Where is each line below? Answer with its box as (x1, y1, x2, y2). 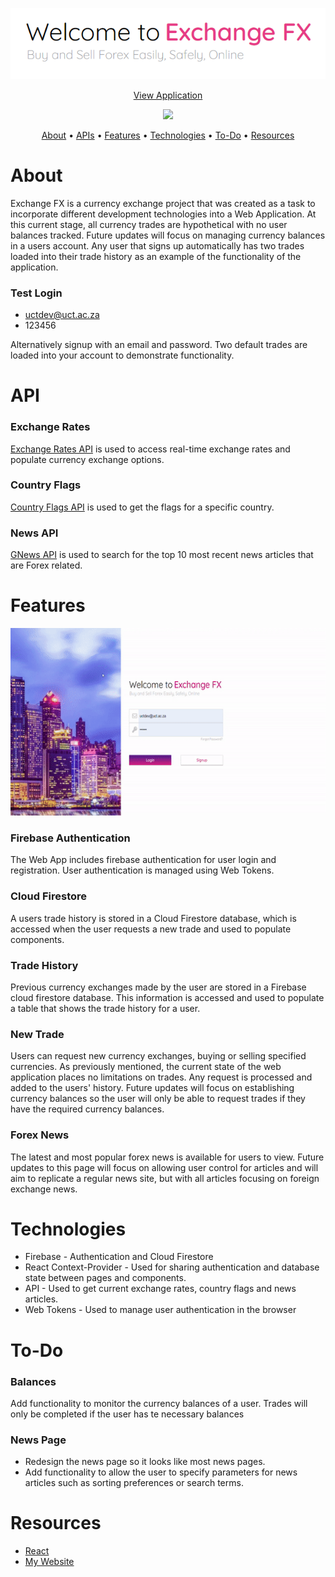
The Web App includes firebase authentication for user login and (10, 854, 277, 866)
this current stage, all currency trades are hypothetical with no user (10, 218, 288, 230)
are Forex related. (10, 559, 83, 572)
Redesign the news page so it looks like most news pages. (24, 1456, 266, 1468)
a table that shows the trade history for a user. (10, 1002, 201, 1014)
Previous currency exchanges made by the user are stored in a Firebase (10, 981, 307, 993)
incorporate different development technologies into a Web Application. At (10, 208, 317, 220)
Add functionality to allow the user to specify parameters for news (24, 1466, 298, 1478)
